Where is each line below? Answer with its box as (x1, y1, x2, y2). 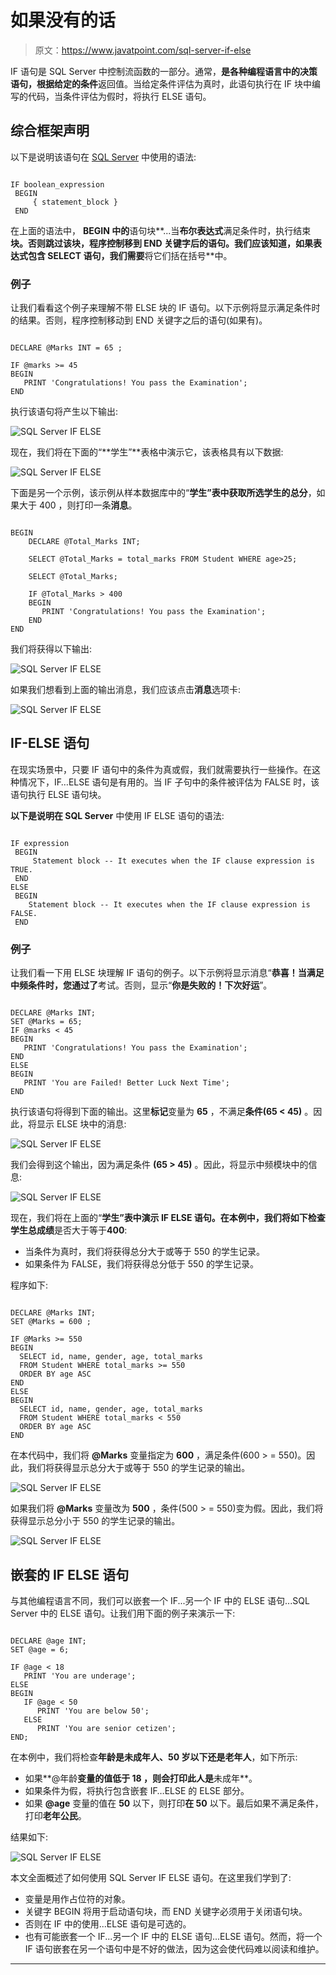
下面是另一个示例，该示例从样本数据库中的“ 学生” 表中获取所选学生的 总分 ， (10, 487, 317, 499)
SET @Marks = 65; (10, 1017, 83, 1027)
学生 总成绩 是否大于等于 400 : (10, 1224, 128, 1236)
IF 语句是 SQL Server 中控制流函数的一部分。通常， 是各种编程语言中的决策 (10, 65, 318, 77)
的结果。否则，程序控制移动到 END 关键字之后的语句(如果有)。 (10, 314, 268, 326)
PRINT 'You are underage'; (23, 1671, 137, 1681)
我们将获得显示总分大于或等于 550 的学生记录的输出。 (27, 1462, 251, 1474)
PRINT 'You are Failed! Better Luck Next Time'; (23, 1078, 230, 1088)
